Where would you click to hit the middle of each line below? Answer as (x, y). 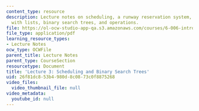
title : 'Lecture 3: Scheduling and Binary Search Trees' (78, 72)
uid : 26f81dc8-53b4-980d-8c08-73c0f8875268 (61, 77)
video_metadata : (26, 93)
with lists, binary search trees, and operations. (75, 22)
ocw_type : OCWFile (29, 50)
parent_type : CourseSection (41, 60)
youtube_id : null (33, 99)
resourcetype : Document (36, 66)
